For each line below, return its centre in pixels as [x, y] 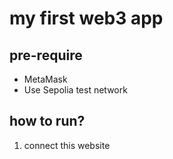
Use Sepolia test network [75, 90]
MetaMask [45, 79]
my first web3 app [86, 18]
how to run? [47, 121]
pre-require [46, 55]
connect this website [67, 145]
